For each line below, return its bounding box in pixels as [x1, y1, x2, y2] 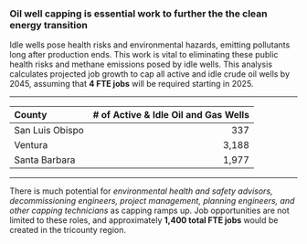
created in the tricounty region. [9, 225, 126, 236]
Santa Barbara [14, 154, 76, 166]
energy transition [9, 18, 89, 31]
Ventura [14, 139, 48, 152]
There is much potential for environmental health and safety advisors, [9, 186, 273, 196]
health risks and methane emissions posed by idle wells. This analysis [9, 58, 272, 70]
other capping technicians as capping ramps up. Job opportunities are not [9, 205, 290, 217]
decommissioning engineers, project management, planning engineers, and [9, 196, 295, 207]
